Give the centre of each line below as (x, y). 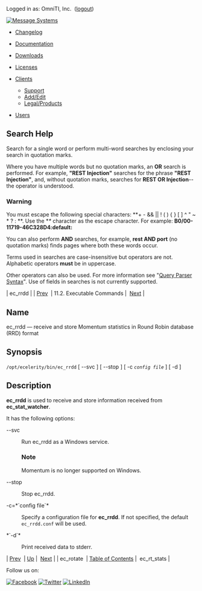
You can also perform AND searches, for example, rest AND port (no (92, 239)
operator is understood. (45, 186)
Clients (24, 79)
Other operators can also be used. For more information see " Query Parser (99, 275)
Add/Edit (35, 97)
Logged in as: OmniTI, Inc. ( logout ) (50, 9)
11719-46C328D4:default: (39, 227)
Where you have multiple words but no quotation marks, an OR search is (96, 166)
